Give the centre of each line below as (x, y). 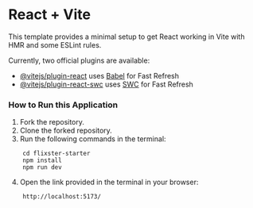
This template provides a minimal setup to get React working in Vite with (127, 37)
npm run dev (42, 168)
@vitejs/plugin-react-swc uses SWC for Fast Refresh (106, 84)
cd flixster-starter (56, 154)
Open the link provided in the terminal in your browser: (109, 182)
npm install (42, 160)
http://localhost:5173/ (62, 197)
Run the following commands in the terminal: (93, 139)
